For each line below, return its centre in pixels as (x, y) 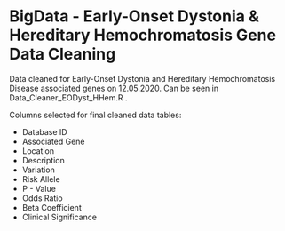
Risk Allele (41, 179)
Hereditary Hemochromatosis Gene (143, 35)
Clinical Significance (59, 217)
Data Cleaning (63, 54)
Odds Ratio (43, 198)
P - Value (39, 188)
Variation (38, 170)
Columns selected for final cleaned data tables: (95, 115)
